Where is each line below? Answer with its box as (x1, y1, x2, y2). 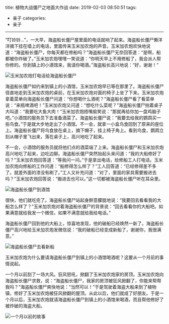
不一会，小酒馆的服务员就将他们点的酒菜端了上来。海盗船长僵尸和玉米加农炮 (5, 144, 164, 150)
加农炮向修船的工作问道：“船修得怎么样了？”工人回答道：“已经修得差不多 (5, 163, 157, 169)
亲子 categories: (12, 15, 46, 21)
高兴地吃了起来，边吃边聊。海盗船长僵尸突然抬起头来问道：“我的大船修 (5, 150, 153, 156)
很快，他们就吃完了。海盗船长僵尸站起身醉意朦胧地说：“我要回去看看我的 (5, 197, 157, 203)
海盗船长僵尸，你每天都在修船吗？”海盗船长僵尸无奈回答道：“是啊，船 (16, 49, 161, 55)
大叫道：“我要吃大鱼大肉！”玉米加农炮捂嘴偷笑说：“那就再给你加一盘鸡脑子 (5, 109, 161, 114)
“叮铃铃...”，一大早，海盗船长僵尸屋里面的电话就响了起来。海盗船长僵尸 (5, 37, 154, 43)
